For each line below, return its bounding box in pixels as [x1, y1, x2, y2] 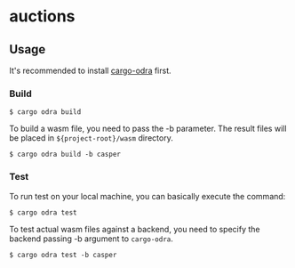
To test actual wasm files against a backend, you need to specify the [9, 223, 260, 234]
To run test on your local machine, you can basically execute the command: [9, 191, 286, 201]
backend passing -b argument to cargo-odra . [9, 233, 173, 244]
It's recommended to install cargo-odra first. [9, 65, 171, 76]
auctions [9, 6, 76, 27]
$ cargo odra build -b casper [9, 150, 122, 159]
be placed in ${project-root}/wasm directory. [9, 133, 173, 143]
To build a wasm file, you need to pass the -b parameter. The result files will [9, 123, 287, 134]
